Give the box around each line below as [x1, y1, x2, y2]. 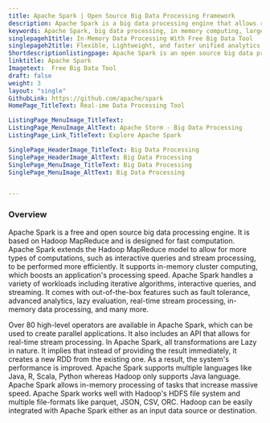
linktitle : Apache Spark [8, 57, 92, 65]
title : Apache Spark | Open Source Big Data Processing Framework [8, 11, 235, 20]
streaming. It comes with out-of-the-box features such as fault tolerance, [8, 287, 251, 297]
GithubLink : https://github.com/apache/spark [8, 94, 163, 102]
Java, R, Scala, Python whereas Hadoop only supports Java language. [8, 371, 241, 381]
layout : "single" [8, 86, 67, 95]
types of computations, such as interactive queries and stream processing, [8, 253, 256, 263]
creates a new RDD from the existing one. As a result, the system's [8, 354, 230, 363]
